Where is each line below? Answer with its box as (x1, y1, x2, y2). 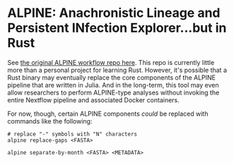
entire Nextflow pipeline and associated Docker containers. (7, 95, 180, 104)
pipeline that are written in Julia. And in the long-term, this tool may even (7, 80, 219, 89)
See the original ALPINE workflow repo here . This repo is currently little (7, 58, 215, 66)
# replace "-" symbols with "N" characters (7, 131, 138, 138)
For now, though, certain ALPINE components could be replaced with (7, 109, 209, 118)
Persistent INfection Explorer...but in (7, 20, 227, 36)
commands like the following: (7, 116, 93, 125)
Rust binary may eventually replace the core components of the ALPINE (7, 73, 216, 82)
